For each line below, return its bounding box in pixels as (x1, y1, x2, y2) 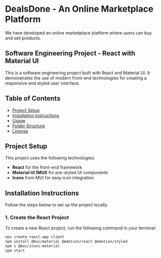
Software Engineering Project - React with (5, 49, 136, 58)
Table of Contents (5, 94, 61, 103)
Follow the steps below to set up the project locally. (5, 202, 108, 208)
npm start (5, 248, 25, 253)
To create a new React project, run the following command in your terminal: (5, 225, 157, 231)
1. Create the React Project (5, 214, 69, 221)
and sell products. (5, 35, 41, 41)
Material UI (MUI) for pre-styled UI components (12, 170, 108, 176)
